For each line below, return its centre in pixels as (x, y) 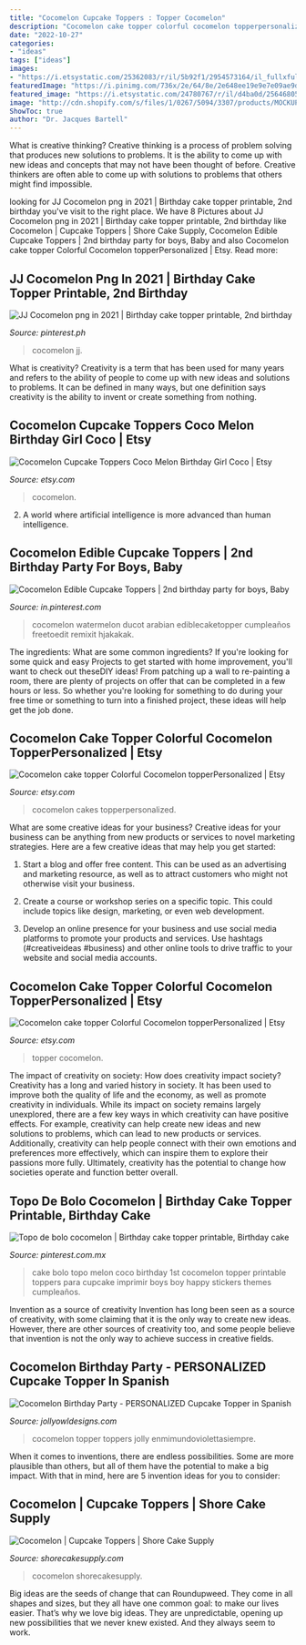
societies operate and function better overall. (94, 1172)
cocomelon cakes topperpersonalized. (104, 810)
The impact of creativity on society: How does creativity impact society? (145, 1076)
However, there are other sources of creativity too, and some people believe (153, 1329)
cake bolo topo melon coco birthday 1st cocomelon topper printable (159, 1272)
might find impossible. (51, 184)
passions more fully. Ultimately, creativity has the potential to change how (148, 1163)
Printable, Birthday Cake (80, 1216)
